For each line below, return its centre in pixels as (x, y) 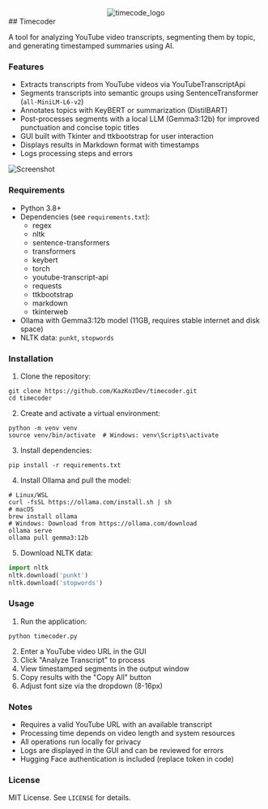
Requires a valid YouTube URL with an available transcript (116, 725)
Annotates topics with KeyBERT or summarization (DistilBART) (124, 110)
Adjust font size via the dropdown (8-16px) (91, 686)
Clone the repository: (55, 376)
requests (47, 286)
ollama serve (30, 530)
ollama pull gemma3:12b (49, 538)
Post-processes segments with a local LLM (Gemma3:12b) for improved (140, 119)
